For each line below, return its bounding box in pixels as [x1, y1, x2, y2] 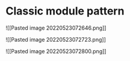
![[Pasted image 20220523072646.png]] [5, 24, 107, 31]
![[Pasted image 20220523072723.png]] [5, 36, 107, 43]
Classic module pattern [5, 4, 125, 18]
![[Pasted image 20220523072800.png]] [5, 47, 107, 55]
